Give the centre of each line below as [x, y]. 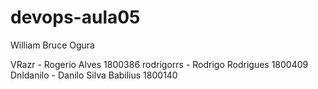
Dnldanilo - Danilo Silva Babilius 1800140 [94, 75]
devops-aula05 [75, 17]
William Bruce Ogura [52, 45]
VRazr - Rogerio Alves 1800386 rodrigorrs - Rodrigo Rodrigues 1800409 [159, 64]
